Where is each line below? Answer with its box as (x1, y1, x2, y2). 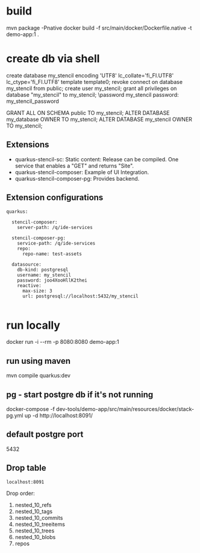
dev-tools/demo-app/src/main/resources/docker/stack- (56, 406, 195, 413)
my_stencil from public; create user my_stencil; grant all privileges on (6, 85, 177, 92)
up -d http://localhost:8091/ (24, 412, 93, 419)
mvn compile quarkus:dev (6, 372, 71, 379)
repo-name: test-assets (22, 251, 83, 257)
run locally (6, 319, 60, 332)
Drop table (6, 463, 46, 473)
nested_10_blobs (14, 533, 56, 540)
